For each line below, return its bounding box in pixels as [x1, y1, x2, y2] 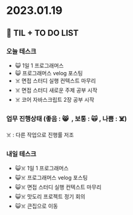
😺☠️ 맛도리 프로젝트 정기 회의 [15, 193, 86, 200]
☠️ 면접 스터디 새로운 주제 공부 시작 [15, 86, 98, 94]
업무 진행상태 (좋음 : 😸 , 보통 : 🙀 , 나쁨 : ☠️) [6, 114, 127, 123]
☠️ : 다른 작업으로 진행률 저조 [6, 131, 74, 139]
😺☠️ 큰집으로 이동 [15, 202, 59, 210]
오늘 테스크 [6, 47, 37, 55]
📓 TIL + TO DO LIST [6, 28, 79, 38]
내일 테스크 [6, 150, 37, 158]
